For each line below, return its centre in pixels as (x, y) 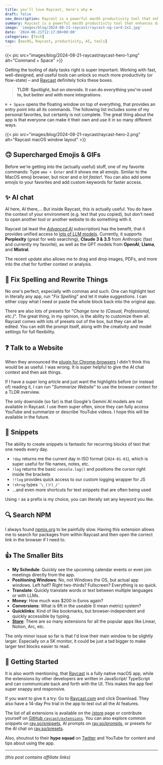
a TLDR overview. (23, 392)
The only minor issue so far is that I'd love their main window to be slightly (79, 636)
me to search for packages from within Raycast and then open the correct (79, 535)
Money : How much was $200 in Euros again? (57, 601)
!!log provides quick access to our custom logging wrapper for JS (79, 479)
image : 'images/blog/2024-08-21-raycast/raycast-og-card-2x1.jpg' (73, 28)
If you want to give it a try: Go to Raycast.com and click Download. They (77, 698)
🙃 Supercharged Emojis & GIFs (53, 155)
